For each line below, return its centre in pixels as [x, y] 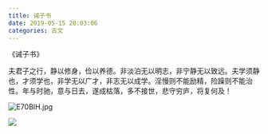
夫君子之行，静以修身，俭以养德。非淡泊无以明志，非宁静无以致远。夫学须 [130, 71]
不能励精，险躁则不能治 [214, 81]
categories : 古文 [36, 30]
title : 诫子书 [30, 16]
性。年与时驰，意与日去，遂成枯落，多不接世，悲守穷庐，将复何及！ [120, 91]
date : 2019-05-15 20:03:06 [53, 23]
